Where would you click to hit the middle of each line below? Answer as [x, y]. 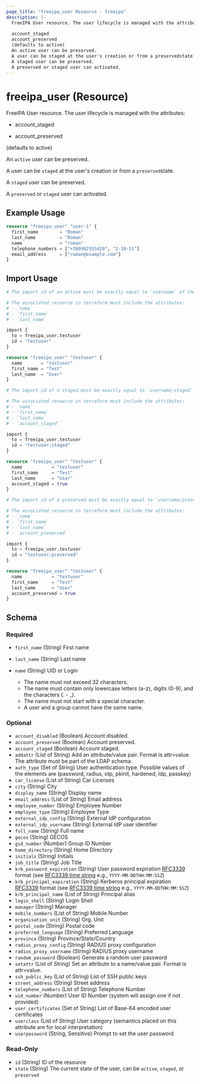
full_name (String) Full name [49, 831]
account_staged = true [40, 484]
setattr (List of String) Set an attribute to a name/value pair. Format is [100, 964]
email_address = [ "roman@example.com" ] [66, 254]
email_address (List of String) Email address [68, 799]
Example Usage [36, 213]
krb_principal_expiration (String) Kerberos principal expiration [93, 882]
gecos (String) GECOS [41, 837]
